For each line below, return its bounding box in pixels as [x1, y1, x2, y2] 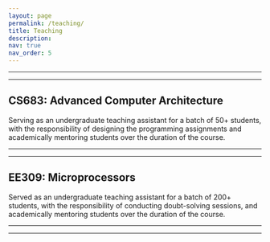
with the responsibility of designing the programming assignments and [8, 124, 243, 133]
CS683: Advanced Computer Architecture [8, 94, 223, 108]
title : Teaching [8, 27, 63, 35]
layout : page [8, 11, 52, 20]
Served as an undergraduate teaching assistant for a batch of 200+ [8, 192, 231, 202]
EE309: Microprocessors [8, 170, 137, 185]
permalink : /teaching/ [8, 19, 84, 27]
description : [8, 34, 52, 43]
